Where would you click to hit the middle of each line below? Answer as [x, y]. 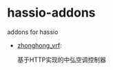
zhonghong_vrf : [39, 45]
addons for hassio [33, 32]
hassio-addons [51, 13]
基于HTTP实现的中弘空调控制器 [62, 60]
